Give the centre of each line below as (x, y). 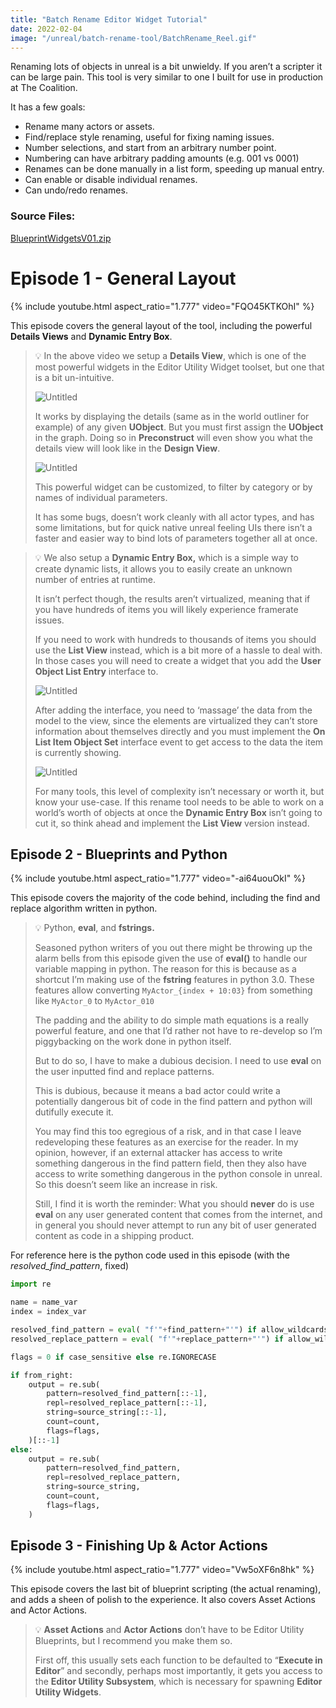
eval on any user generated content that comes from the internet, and (178, 1215)
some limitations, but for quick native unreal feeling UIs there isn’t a (173, 527)
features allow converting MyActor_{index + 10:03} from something (173, 990)
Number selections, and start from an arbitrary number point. (150, 148)
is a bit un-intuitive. (74, 377)
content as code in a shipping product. (114, 1236)
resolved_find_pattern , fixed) (70, 1266)
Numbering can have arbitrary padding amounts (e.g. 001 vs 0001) (162, 158)
